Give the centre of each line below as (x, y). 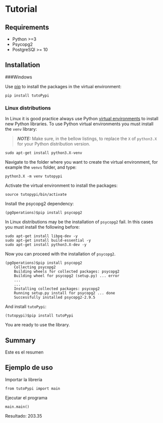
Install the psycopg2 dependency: (40, 204)
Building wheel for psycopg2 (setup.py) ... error (67, 276)
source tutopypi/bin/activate (36, 195)
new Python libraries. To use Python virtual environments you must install (79, 124)
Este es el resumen (24, 352)
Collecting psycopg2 (35, 267)
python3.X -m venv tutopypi (34, 176)
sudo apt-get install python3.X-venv (44, 153)
